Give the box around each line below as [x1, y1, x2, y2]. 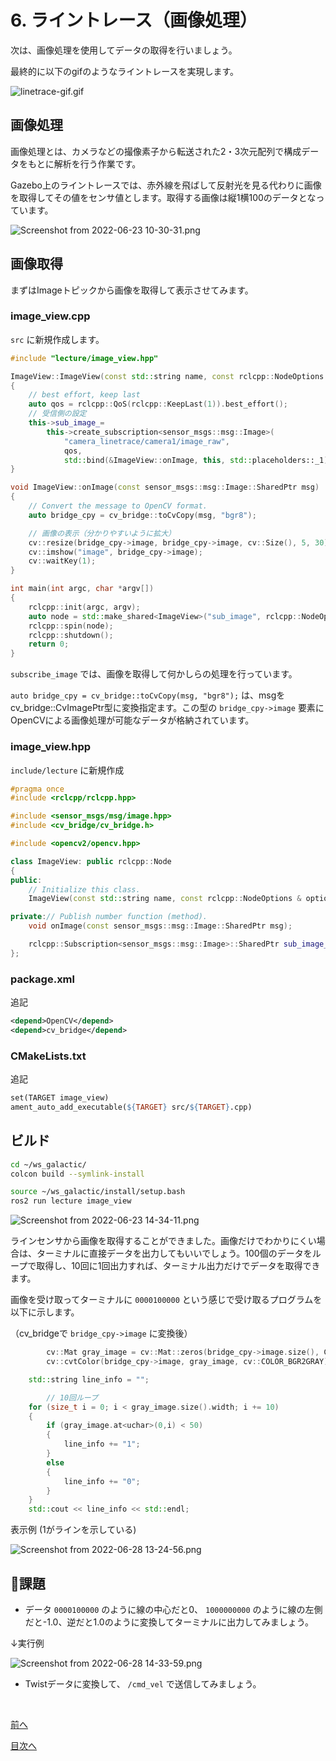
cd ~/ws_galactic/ [10, 1159, 87, 1170]
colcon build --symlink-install [10, 1169, 145, 1179]
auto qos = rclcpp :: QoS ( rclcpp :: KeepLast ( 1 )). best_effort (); [28, 399, 288, 410]
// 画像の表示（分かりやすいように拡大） [28, 528, 176, 538]
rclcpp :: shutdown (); [28, 630, 114, 640]
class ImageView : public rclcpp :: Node [10, 856, 172, 866]
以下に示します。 [10, 1306, 80, 1318]
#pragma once [10, 784, 65, 794]
